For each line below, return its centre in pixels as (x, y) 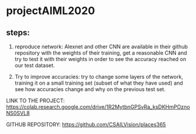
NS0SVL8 (18, 113)
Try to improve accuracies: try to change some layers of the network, (99, 77)
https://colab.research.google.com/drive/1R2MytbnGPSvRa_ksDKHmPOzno (98, 107)
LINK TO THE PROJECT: (35, 101)
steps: (18, 33)
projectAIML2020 (51, 11)
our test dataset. (35, 65)
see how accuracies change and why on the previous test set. (90, 89)
